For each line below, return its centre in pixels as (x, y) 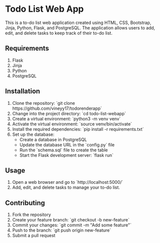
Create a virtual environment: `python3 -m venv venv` (67, 119)
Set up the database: (33, 134)
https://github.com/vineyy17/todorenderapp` (57, 108)
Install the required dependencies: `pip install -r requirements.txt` (78, 129)
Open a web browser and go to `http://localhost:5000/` (68, 182)
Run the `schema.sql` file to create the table (64, 150)
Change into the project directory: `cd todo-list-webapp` (69, 113)
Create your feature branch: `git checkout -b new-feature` (71, 220)
